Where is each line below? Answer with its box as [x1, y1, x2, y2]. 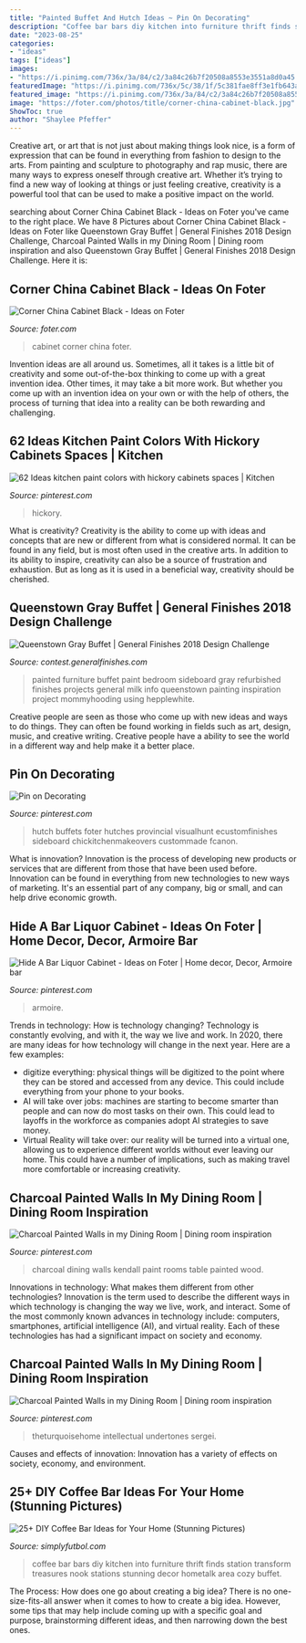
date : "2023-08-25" [9, 30, 84, 39]
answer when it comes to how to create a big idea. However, [54, 1595, 280, 1606]
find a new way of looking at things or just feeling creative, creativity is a [9, 179, 281, 190]
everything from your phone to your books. [22, 1086, 185, 1097]
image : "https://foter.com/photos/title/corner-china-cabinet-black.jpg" [9, 98, 296, 108]
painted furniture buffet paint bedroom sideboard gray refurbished [31, 674, 281, 685]
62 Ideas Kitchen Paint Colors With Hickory [9, 434, 260, 449]
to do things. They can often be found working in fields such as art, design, [9, 720, 291, 731]
